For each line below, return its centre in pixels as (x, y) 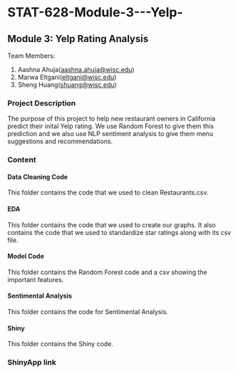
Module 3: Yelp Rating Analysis (78, 39)
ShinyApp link (32, 363)
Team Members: (31, 56)
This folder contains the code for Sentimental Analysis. (88, 312)
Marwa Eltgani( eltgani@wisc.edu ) (67, 77)
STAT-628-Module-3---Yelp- (95, 12)
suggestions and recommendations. (60, 141)
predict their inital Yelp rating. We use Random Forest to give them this (110, 126)
